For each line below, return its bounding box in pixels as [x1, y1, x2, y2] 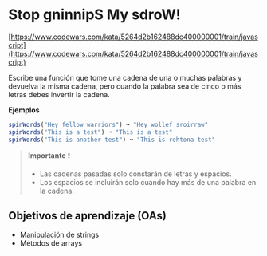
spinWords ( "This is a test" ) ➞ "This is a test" [8, 128, 173, 136]
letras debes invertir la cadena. [8, 89, 110, 99]
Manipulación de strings [19, 230, 100, 240]
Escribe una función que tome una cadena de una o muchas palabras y [8, 73, 242, 82]
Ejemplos [8, 105, 40, 115]
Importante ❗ [27, 150, 70, 160]
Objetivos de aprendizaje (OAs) [8, 209, 167, 223]
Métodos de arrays [19, 238, 82, 248]
